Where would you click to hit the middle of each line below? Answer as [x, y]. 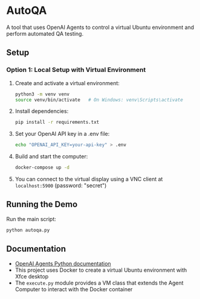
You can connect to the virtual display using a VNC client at [89, 179]
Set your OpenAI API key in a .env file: [62, 134]
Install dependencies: [42, 111]
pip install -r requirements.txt [57, 122]
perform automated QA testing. [45, 33]
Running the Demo [42, 204]
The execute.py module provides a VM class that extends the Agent [99, 283]
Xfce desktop [32, 276]
